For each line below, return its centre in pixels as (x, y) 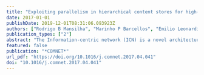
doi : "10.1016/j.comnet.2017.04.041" (54, 62)
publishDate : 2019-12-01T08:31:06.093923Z (61, 23)
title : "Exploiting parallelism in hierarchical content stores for (95, 12)
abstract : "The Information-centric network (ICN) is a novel (87, 40)
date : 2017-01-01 (28, 18)
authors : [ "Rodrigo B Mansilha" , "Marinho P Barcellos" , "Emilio (90, 29)
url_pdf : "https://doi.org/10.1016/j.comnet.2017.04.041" (81, 57)
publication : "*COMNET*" (38, 51)
